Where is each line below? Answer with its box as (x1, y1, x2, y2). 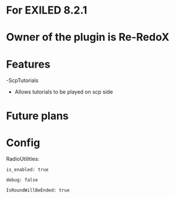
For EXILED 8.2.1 (6, 4, 87, 17)
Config (6, 136, 40, 149)
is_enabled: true (6, 167, 49, 173)
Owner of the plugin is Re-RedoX (6, 31, 170, 44)
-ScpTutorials (6, 77, 39, 84)
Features (6, 57, 51, 71)
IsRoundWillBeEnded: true (6, 187, 70, 193)
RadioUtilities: (6, 156, 39, 163)
